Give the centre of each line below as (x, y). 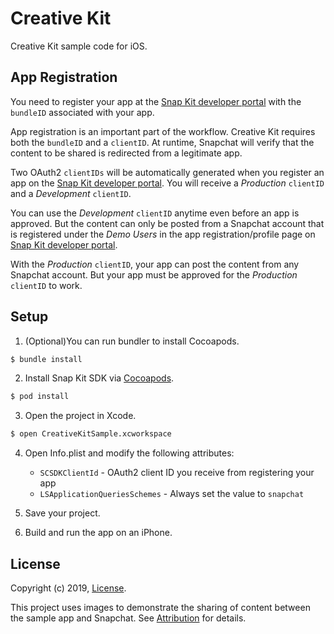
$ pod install (40, 397)
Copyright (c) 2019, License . (68, 588)
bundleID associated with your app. (82, 112)
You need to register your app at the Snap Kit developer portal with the (156, 101)
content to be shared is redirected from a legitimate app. (126, 153)
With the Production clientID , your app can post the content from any (155, 264)
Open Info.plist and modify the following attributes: (129, 453)
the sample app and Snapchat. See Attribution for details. (128, 618)
